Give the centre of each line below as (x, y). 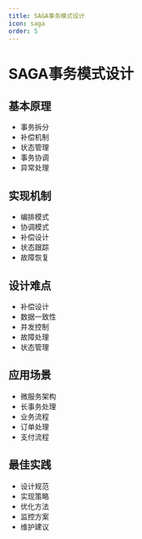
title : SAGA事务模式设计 (47, 16)
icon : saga (27, 24)
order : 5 (23, 31)
